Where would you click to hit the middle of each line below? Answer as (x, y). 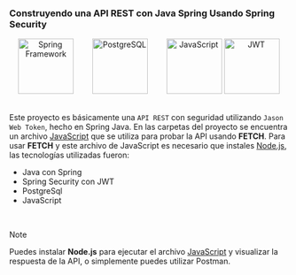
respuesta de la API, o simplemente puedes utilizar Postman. (120, 261)
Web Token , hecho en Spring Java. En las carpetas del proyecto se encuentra (148, 127)
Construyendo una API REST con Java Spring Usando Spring (142, 13)
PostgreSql (42, 191)
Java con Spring (52, 172)
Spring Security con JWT (68, 182)
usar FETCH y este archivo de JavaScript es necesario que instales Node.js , (148, 146)
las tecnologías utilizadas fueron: (70, 155)
